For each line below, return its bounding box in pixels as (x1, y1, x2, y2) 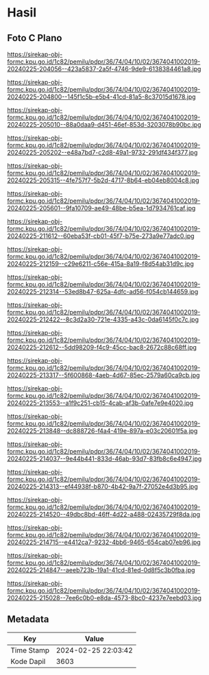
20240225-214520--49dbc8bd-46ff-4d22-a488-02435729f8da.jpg (7, 511, 201, 518)
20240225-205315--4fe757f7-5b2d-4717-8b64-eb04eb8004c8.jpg (7, 176, 200, 184)
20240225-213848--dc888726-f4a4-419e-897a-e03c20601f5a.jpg (7, 427, 198, 434)
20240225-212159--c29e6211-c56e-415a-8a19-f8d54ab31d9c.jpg (7, 260, 194, 268)
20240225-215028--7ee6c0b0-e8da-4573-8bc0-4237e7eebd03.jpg (7, 594, 202, 602)
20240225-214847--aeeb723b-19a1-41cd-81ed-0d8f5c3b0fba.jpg (7, 566, 195, 574)
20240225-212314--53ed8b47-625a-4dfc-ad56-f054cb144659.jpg (7, 288, 199, 295)
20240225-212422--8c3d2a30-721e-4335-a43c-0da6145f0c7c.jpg (7, 315, 199, 323)
